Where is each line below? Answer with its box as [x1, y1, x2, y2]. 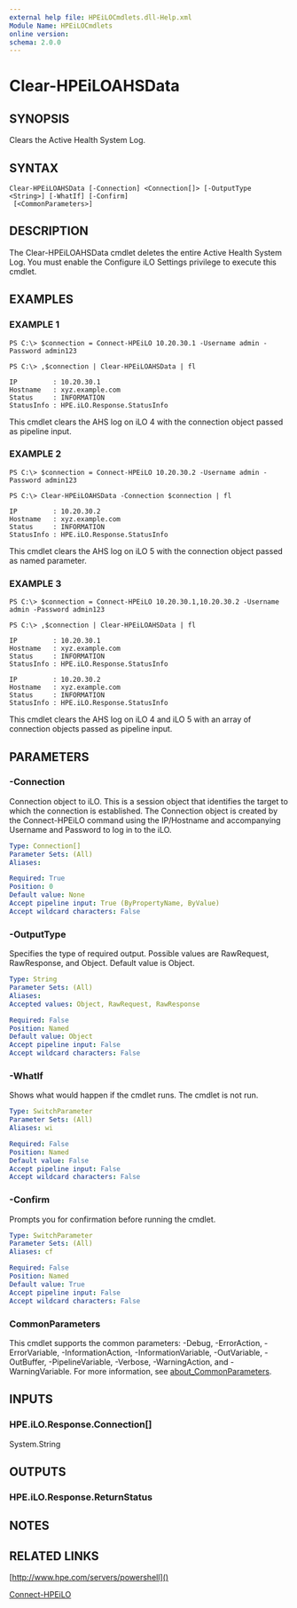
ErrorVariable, [9, 1347, 60, 1358]
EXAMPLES [9, 292, 74, 307]
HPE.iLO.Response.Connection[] [9, 1418, 152, 1430]
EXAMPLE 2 [9, 448, 62, 460]
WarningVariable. [9, 1366, 73, 1376]
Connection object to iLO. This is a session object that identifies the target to [9, 796, 288, 806]
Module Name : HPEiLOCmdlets [9, 21, 113, 30]
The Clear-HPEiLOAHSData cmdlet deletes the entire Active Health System [9, 247, 282, 257]
